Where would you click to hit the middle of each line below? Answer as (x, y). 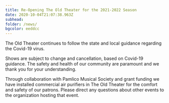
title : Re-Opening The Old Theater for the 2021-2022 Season (71, 10)
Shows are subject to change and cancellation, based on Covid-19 (74, 58)
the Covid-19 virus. (25, 49)
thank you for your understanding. (41, 70)
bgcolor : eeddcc (22, 29)
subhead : (14, 19)
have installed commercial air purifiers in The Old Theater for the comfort (81, 85)
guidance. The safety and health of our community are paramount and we (82, 64)
